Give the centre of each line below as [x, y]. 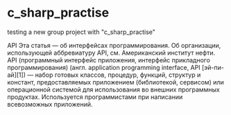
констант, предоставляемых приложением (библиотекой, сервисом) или [115, 82]
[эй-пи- [213, 67]
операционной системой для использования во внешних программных [113, 89]
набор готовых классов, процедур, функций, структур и [118, 75]
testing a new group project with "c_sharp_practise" [82, 32]
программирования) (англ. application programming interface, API [104, 67]
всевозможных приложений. [50, 104]
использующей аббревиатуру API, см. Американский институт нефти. [111, 53]
